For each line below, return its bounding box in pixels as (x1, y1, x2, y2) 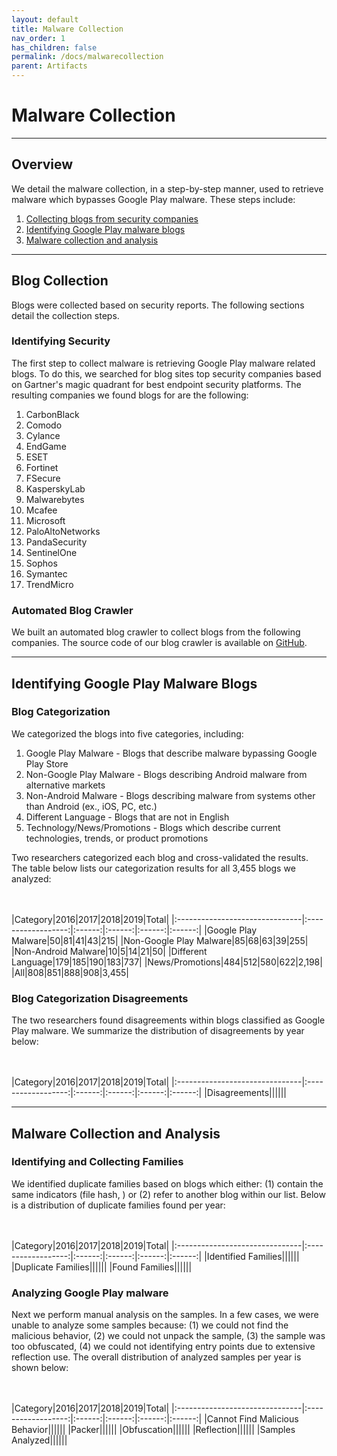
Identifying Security (11, 334, 111, 348)
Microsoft (25, 514, 66, 526)
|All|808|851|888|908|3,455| (11, 966, 130, 978)
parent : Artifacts (11, 61, 88, 71)
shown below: (11, 1362, 69, 1374)
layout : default (11, 14, 79, 25)
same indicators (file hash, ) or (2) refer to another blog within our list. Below (11, 1188, 326, 1200)
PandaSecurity (25, 536, 88, 548)
